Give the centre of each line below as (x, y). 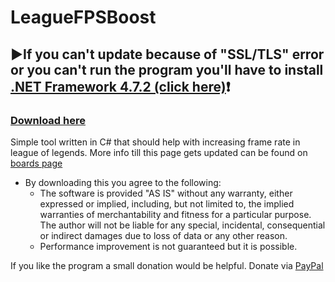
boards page (36, 163)
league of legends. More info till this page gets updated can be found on (159, 152)
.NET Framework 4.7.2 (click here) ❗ (120, 86)
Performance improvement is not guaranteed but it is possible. (168, 246)
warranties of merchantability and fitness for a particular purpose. (175, 214)
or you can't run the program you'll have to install (167, 69)
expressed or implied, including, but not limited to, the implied (167, 203)
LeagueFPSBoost (83, 17)
